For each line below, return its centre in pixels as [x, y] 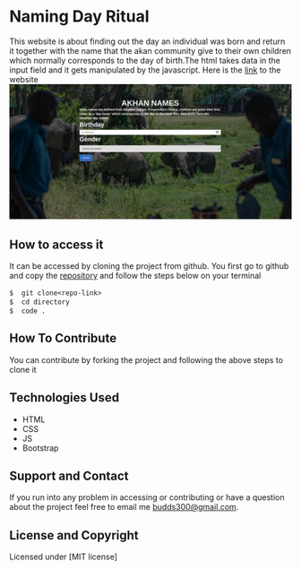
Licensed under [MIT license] [64, 557]
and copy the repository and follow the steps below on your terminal [135, 275]
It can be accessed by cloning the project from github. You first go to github [149, 265]
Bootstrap [40, 448]
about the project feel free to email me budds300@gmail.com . [124, 507]
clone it [23, 369]
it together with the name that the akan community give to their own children [150, 50]
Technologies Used [64, 397]
